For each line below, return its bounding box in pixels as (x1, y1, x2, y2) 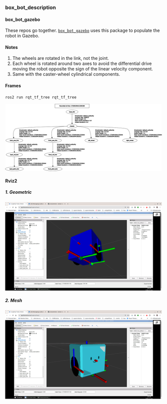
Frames (5, 82, 21, 88)
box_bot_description (5, 4, 56, 11)
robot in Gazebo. (5, 33, 40, 39)
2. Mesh (5, 297, 22, 303)
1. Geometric (5, 189, 32, 195)
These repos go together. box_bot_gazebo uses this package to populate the (5, 27, 160, 33)
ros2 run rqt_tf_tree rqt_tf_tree (5, 94, 77, 100)
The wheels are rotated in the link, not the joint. (12, 55, 109, 61)
